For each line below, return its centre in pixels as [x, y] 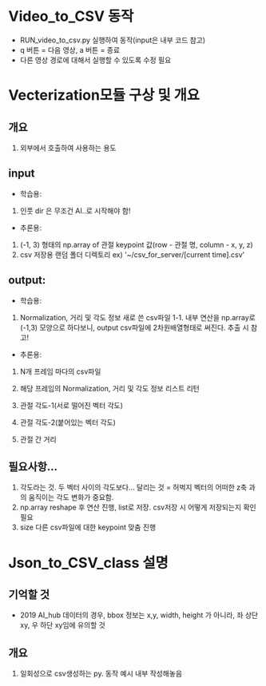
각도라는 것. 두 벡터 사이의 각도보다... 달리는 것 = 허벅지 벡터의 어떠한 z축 [133, 487]
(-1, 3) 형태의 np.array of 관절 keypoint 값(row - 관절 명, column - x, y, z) [136, 244]
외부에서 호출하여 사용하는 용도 [68, 148]
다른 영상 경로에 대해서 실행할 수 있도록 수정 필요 [95, 60]
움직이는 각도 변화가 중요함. [71, 498]
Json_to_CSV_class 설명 [89, 563]
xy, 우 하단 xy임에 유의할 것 [62, 625]
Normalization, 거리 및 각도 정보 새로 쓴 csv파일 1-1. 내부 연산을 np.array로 [137, 317]
